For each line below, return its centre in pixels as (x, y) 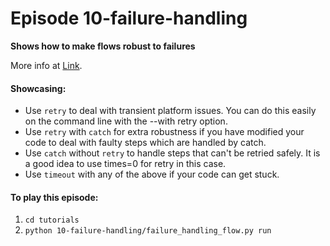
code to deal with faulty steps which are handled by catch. (145, 143)
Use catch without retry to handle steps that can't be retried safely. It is (172, 153)
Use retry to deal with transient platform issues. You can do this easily (170, 111)
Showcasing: (38, 88)
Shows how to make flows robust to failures (103, 46)
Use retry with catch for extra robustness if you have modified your (164, 132)
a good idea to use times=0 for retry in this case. (125, 164)
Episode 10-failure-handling (129, 18)
